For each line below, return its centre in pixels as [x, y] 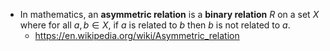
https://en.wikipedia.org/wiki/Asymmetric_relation [137, 35]
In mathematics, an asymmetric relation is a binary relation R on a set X [169, 14]
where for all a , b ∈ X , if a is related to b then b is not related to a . [155, 25]
